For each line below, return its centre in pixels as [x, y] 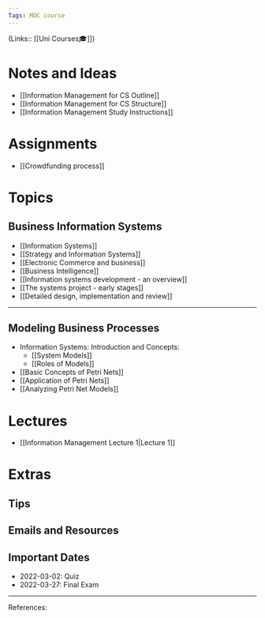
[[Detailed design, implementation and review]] [96, 296]
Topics [31, 197]
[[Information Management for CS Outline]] [90, 95]
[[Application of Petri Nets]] [64, 380]
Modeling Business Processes [84, 328]
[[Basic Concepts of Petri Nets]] [71, 373]
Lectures [38, 421]
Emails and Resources [64, 531]
